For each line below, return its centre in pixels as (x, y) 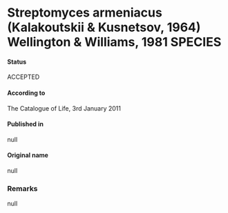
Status (17, 62)
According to (26, 93)
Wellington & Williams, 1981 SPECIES (114, 42)
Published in (25, 124)
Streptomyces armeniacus (85, 13)
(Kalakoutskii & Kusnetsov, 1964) (104, 27)
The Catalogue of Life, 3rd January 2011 (64, 108)
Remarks (22, 188)
